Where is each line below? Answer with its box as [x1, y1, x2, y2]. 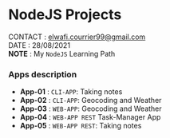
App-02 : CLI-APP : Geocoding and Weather [19, 96, 162, 105]
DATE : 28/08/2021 [8, 40, 70, 49]
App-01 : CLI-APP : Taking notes [19, 87, 123, 97]
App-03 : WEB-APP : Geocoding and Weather [19, 104, 162, 113]
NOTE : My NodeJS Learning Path [8, 49, 116, 58]
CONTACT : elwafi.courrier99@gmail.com [8, 32, 146, 41]
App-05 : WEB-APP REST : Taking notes [19, 121, 142, 131]
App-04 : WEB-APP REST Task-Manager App [19, 112, 161, 122]
